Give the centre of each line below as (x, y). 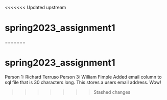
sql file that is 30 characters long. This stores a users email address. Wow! (83, 82)
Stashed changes (112, 92)
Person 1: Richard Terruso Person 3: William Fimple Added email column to (83, 77)
